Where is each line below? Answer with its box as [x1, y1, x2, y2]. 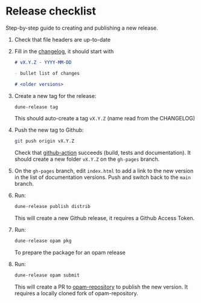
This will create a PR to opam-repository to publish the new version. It [14, 283, 188, 290]
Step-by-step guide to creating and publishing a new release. [5, 24, 158, 31]
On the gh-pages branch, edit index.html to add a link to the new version [14, 168, 194, 175]
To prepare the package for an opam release [14, 249, 126, 256]
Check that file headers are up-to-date [14, 36, 111, 43]
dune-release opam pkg [14, 238, 72, 244]
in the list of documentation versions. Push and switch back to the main [14, 174, 191, 181]
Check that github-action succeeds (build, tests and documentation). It [14, 149, 191, 157]
